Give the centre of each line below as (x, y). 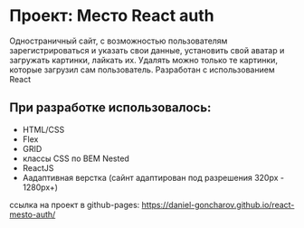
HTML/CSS (43, 129)
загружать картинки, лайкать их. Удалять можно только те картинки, (144, 60)
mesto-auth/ (33, 214)
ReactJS (38, 167)
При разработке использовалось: (110, 108)
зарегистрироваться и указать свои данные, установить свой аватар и (147, 50)
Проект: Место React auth (112, 16)
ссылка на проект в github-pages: (75, 204)
